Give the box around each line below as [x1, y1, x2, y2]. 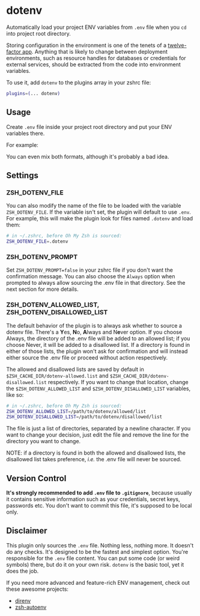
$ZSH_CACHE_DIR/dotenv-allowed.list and [6, 372, 109, 379]
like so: [6, 391, 24, 398]
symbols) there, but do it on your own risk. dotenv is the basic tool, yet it [6, 561, 184, 568]
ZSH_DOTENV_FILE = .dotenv [6, 238, 68, 244]
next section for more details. [6, 285, 79, 293]
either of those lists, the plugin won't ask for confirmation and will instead [6, 347, 188, 355]
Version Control [6, 473, 67, 484]
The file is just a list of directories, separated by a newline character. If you [6, 425, 191, 432]
